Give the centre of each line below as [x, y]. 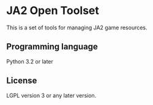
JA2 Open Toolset [53, 11]
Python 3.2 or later [30, 61]
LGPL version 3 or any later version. [51, 95]
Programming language [52, 47]
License [22, 81]
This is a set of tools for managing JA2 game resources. [77, 27]
